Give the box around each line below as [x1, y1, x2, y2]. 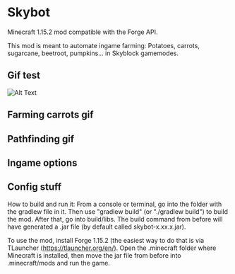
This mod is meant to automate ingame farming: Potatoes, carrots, [7, 41, 200, 50]
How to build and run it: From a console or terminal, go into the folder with [7, 200, 222, 208]
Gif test [7, 69, 41, 81]
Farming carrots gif [7, 109, 94, 121]
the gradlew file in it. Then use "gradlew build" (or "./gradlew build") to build [7, 207, 228, 216]
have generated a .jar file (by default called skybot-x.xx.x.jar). [7, 222, 186, 231]
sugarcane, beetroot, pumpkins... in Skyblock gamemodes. [7, 49, 179, 57]
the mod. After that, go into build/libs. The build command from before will [7, 215, 223, 223]
